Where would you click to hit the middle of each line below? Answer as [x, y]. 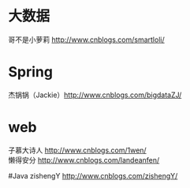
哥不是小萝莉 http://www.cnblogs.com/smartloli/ [86, 39]
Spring [31, 72]
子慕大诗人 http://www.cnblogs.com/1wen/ [78, 150]
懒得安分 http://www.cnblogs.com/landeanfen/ [84, 160]
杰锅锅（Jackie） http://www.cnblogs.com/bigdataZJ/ [95, 95]
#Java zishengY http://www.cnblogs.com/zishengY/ [93, 175]
